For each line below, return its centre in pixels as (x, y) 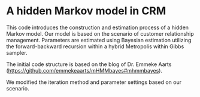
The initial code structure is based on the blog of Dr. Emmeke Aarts (89, 64)
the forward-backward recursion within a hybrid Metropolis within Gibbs (95, 46)
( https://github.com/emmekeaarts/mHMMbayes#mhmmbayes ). (84, 70)
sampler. (17, 52)
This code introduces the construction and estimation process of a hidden (98, 27)
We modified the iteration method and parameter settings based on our (94, 82)
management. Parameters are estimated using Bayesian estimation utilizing (99, 40)
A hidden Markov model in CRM (86, 11)
